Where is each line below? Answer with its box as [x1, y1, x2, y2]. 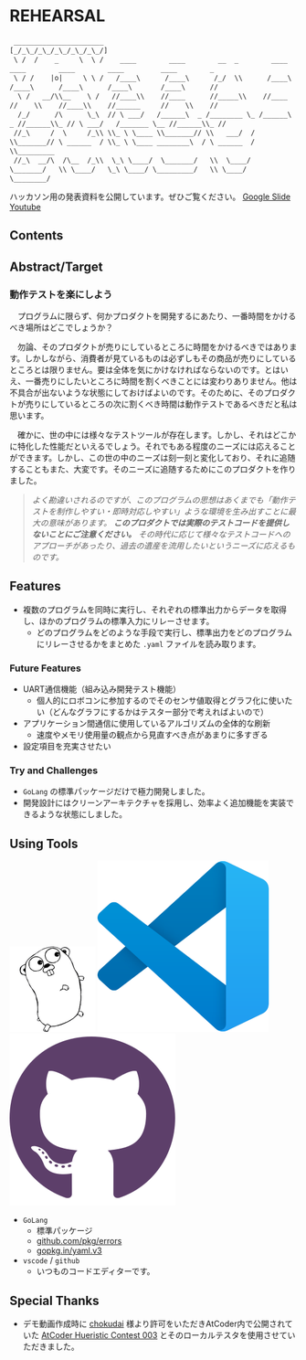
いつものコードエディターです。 [36, 1266, 155, 1277]
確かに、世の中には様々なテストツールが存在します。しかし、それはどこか [16, 430, 297, 441]
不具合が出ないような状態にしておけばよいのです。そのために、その [9, 388, 265, 398]
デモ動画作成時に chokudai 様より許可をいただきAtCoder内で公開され [22, 1318, 286, 1330]
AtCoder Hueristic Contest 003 [40, 1330, 158, 1341]
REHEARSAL [9, 5, 106, 27]
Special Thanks [9, 1292, 100, 1308]
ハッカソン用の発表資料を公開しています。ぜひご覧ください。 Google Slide [9, 191, 290, 202]
